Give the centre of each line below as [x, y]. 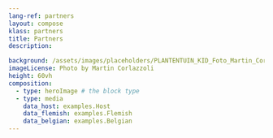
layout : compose [36, 24]
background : [28, 61]
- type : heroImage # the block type [78, 91]
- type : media [39, 98]
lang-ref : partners [41, 16]
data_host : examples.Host [67, 106]
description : [30, 46]
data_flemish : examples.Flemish [78, 114]
